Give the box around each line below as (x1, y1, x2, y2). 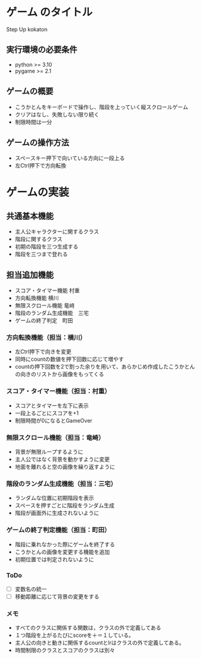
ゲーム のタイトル (6, 5, 93, 19)
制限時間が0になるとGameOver (14, 417, 93, 424)
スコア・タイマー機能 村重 (14, 287, 80, 294)
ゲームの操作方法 (6, 137, 70, 148)
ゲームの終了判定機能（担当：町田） (6, 526, 111, 534)
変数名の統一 (14, 585, 47, 592)
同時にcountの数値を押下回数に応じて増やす (14, 355, 124, 363)
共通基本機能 (6, 211, 54, 221)
